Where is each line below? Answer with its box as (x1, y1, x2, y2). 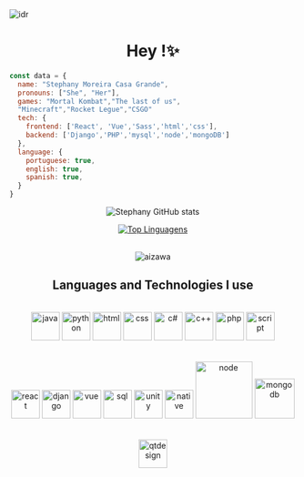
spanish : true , (25, 173, 84, 182)
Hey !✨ (126, 41, 180, 62)
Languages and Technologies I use (52, 278, 254, 293)
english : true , (25, 164, 84, 174)
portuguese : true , (25, 156, 96, 165)
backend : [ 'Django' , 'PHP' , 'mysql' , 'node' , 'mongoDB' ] (25, 131, 230, 140)
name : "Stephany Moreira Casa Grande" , (17, 79, 169, 89)
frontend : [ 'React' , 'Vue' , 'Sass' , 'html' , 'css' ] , (25, 122, 218, 131)
